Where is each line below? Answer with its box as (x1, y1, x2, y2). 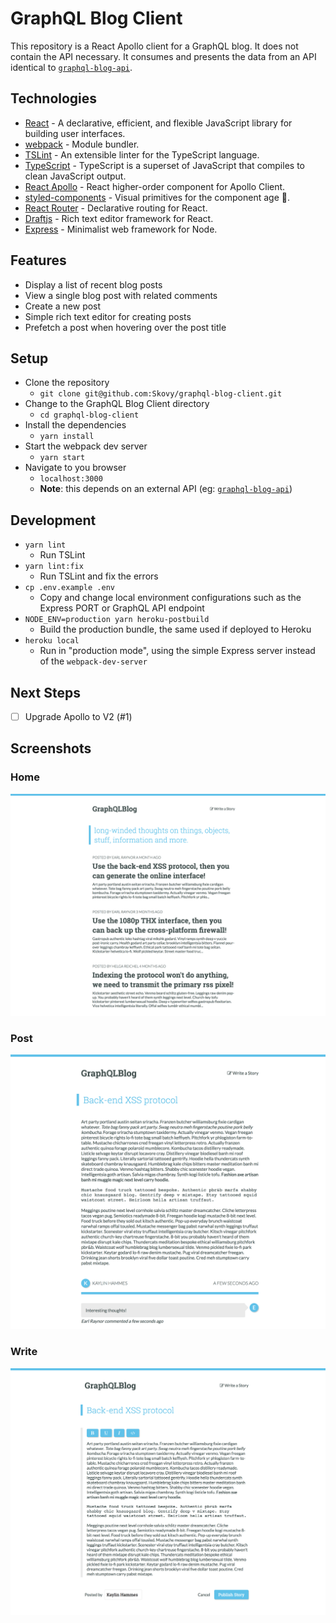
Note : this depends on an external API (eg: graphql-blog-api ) (39, 483, 293, 495)
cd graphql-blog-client (39, 410, 140, 421)
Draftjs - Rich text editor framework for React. (24, 212, 214, 224)
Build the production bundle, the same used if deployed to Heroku (39, 623, 312, 636)
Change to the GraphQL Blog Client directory (24, 398, 210, 410)
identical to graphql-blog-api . (10, 61, 133, 73)
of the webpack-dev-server (39, 655, 148, 667)
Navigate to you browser (24, 462, 127, 474)
